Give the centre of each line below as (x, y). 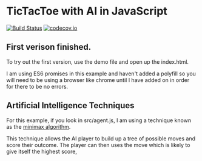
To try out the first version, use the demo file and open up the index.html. (98, 61)
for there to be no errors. (37, 86)
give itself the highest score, (42, 151)
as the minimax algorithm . (39, 126)
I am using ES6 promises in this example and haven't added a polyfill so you (101, 74)
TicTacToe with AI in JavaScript (87, 11)
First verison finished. (49, 47)
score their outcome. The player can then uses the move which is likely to (98, 145)
